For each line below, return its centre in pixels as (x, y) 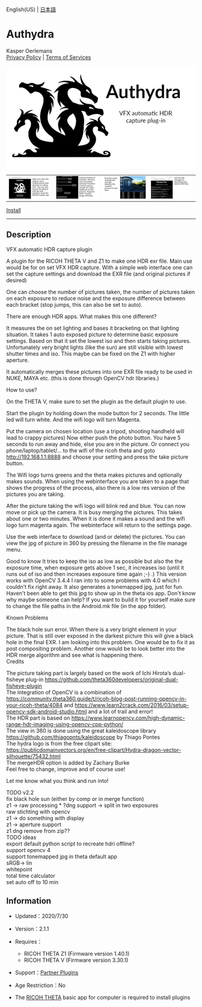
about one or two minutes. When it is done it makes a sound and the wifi (96, 518)
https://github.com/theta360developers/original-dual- (112, 679)
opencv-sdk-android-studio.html (47, 711)
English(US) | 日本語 (31, 9)
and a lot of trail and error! (121, 711)
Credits (15, 661)
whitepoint (19, 869)
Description (29, 235)
